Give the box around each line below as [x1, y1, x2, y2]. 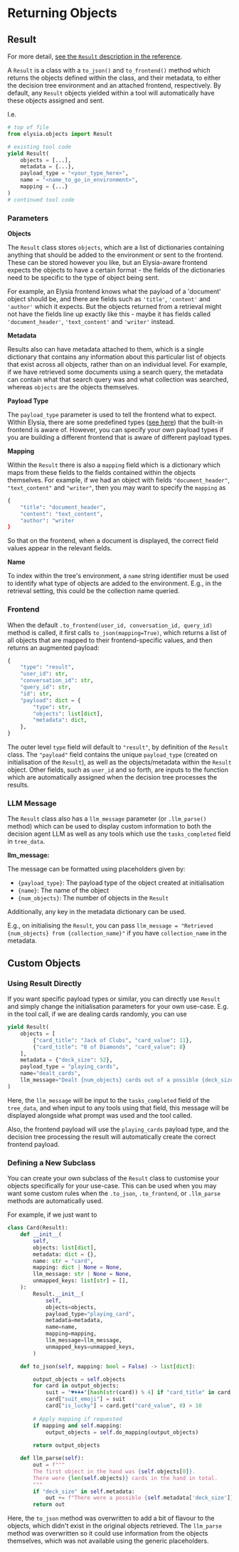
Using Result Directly [7, 978, 82, 988]
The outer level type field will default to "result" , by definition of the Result [7, 743, 229, 752]
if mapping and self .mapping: [33, 1422, 122, 1429]
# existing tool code [7, 143, 72, 150]
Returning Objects [7, 5, 117, 21]
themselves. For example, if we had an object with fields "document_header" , [7, 476, 230, 484]
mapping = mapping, [45, 1330, 97, 1338]
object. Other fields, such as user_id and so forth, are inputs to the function [7, 765, 229, 774]
